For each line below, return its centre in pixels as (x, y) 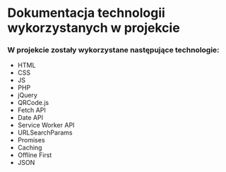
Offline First (35, 155)
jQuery (27, 95)
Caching (30, 148)
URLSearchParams (45, 133)
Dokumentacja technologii (87, 13)
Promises (31, 140)
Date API (30, 118)
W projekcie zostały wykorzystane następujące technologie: (114, 50)
